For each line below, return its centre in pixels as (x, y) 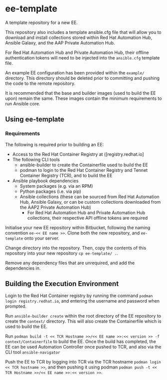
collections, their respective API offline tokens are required (87, 218)
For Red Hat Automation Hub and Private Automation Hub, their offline (77, 52)
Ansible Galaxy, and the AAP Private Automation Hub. (60, 42)
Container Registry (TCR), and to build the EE (66, 175)
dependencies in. (23, 268)
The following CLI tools (36, 159)
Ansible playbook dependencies (45, 181)
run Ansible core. (23, 103)
